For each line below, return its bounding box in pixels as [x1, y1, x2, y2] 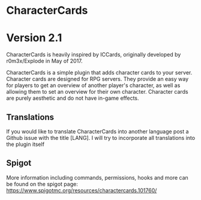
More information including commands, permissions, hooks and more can [6, 174, 189, 181]
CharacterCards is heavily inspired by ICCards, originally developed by [6, 51, 181, 58]
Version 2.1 [6, 31, 62, 45]
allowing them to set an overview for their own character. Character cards [6, 88, 188, 95]
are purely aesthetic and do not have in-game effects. [6, 94, 139, 102]
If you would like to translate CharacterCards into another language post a [6, 127, 189, 135]
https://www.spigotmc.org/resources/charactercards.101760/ [6, 187, 157, 194]
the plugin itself [6, 141, 45, 148]
